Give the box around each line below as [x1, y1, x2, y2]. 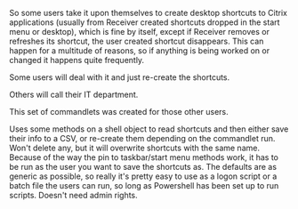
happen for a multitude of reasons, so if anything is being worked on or [9, 45, 270, 56]
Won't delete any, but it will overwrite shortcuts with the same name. [9, 142, 261, 153]
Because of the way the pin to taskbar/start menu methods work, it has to [9, 152, 278, 163]
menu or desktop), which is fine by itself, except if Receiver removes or [9, 27, 270, 36]
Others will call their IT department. [9, 89, 139, 100]
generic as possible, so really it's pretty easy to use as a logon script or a [9, 171, 278, 181]
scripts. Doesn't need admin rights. [9, 190, 138, 200]
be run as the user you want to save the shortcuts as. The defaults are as [9, 162, 278, 172]
